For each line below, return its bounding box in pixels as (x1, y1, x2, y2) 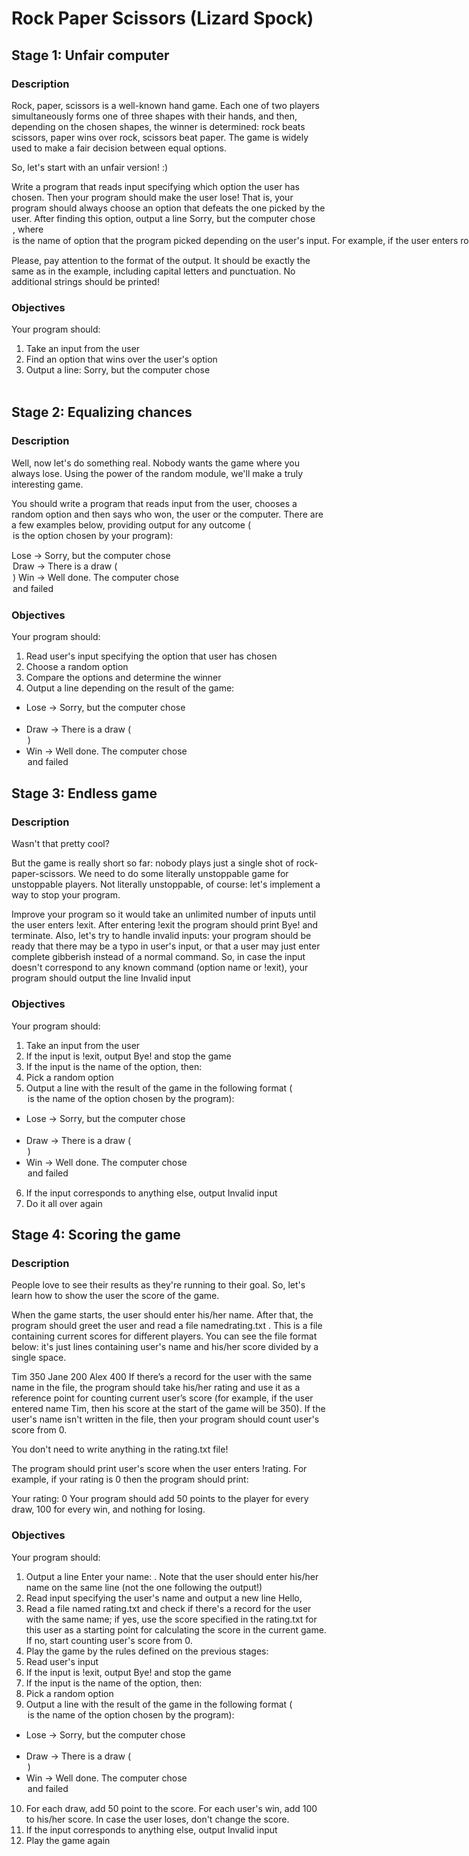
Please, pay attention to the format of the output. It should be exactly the (11, 254, 311, 266)
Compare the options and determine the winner (25, 671, 222, 683)
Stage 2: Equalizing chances (11, 404, 193, 421)
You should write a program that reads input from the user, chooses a (11, 497, 298, 509)
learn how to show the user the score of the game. (11, 1290, 220, 1302)
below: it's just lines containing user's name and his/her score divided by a (11, 1341, 319, 1353)
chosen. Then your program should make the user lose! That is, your (11, 191, 294, 203)
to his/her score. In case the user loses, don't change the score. (25, 1813, 290, 1826)
